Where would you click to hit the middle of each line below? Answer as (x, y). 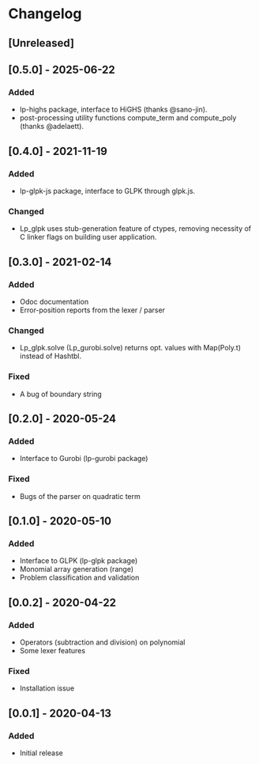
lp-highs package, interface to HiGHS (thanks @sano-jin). (113, 110)
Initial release (41, 753)
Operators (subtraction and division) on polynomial (102, 642)
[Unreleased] (41, 43)
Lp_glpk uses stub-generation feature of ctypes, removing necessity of (135, 229)
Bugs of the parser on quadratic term (80, 496)
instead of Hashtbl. (50, 356)
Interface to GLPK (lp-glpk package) (79, 561)
